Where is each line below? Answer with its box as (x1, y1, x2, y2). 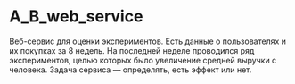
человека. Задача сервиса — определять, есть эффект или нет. (9, 64, 252, 75)
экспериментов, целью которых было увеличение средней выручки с (9, 55, 277, 65)
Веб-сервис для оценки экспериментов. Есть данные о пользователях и (9, 36, 287, 46)
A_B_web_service (9, 6, 143, 27)
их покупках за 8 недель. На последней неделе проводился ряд (9, 45, 255, 55)
